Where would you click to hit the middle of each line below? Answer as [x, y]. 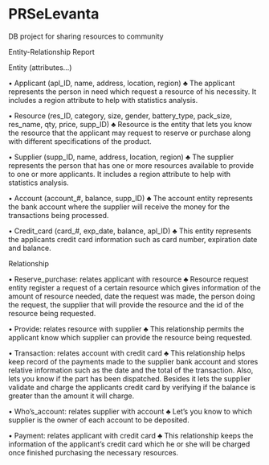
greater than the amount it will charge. [71, 396]
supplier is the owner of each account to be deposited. [99, 420]
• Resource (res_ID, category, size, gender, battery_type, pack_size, [120, 115]
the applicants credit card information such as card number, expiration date [133, 239]
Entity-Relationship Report [51, 51]
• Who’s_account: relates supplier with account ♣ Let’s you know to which [130, 411]
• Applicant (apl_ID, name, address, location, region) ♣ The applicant [122, 83]
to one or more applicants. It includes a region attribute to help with [120, 174]
